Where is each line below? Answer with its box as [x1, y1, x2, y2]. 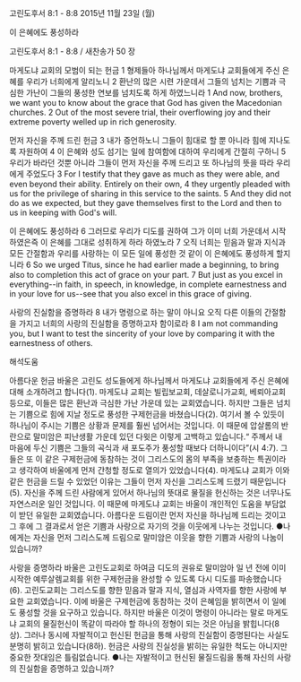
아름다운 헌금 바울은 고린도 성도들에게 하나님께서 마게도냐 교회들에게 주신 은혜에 [9, 376, 289, 385]
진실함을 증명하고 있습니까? [18, 663, 115, 674]
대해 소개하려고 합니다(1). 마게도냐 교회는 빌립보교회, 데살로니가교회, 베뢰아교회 [9, 386, 287, 397]
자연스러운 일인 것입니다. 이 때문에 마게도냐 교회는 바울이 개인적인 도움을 [9, 498, 262, 509]
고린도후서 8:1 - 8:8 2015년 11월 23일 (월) [9, 8, 155, 18]
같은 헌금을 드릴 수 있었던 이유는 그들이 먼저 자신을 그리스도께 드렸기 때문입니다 [9, 476, 287, 487]
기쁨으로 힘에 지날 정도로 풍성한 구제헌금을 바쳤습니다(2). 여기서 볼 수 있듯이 [18, 409, 285, 419]
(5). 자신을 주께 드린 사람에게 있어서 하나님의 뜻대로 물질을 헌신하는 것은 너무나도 [9, 488, 292, 497]
